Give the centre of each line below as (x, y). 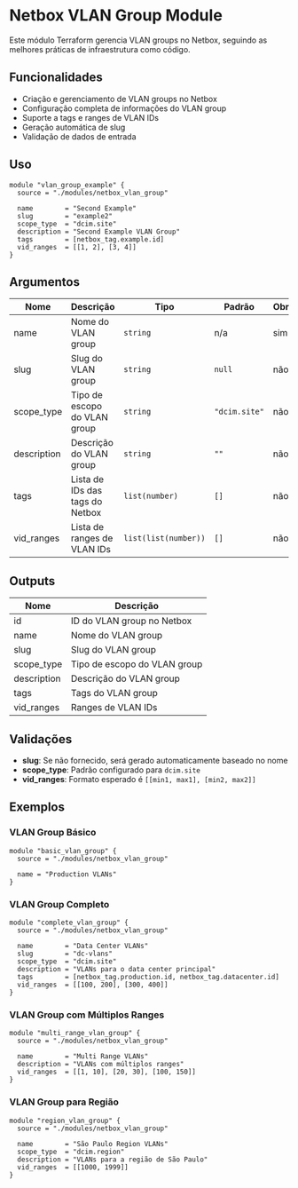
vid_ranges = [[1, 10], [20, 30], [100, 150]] (107, 1072)
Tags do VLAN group (114, 693)
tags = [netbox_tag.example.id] (91, 239)
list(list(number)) (165, 539)
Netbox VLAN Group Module (116, 16)
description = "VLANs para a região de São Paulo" (113, 1160)
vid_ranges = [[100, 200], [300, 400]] (93, 985)
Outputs (32, 581)
